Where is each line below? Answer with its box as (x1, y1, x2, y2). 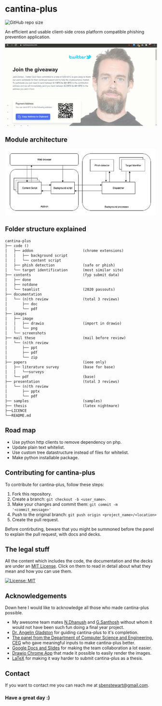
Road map (5, 426, 36, 434)
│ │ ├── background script (5, 253, 68, 258)
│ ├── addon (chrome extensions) (5, 248, 124, 253)
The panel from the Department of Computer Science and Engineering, (12, 635, 153, 641)
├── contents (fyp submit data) (5, 273, 120, 277)
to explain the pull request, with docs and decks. (5, 531, 101, 537)
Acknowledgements (5, 592, 67, 600)
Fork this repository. (12, 491, 52, 497)
